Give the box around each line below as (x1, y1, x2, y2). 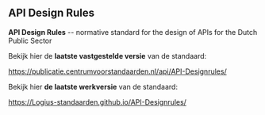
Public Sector (8, 36, 52, 45)
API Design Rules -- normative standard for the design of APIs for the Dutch (8, 27, 258, 36)
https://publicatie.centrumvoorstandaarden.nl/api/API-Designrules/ (8, 67, 228, 76)
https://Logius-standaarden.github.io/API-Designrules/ (8, 97, 186, 106)
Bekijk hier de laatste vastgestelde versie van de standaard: (8, 51, 207, 60)
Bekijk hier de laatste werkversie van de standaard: (8, 82, 179, 91)
